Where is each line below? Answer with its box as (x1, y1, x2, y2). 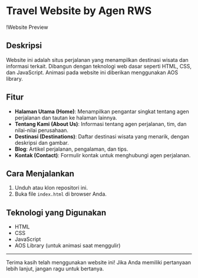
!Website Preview (6, 24, 48, 31)
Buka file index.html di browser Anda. (14, 190, 107, 198)
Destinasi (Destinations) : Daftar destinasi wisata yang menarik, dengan (14, 133, 190, 140)
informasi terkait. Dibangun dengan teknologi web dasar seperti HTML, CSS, (6, 62, 192, 69)
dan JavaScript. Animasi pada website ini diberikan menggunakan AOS (6, 69, 179, 76)
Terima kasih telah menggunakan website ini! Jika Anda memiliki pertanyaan (6, 259, 192, 266)
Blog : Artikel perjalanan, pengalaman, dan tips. (14, 145, 128, 153)
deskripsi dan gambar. (14, 139, 70, 146)
